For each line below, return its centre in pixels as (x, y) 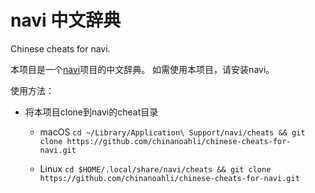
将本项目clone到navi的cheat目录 (91, 112)
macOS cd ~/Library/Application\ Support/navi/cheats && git (172, 132)
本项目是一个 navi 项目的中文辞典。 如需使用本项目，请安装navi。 (142, 69)
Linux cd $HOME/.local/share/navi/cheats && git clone (155, 168)
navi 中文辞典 (66, 20)
